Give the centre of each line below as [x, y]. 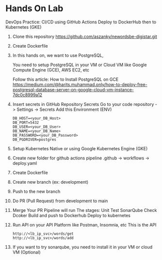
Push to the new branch [36, 191]
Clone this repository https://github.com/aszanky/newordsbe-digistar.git [85, 36]
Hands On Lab [34, 9]
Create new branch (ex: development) [50, 182]
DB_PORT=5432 [26, 122]
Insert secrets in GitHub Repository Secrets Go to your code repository [83, 104]
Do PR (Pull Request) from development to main [60, 201]
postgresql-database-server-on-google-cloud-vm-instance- [73, 89]
